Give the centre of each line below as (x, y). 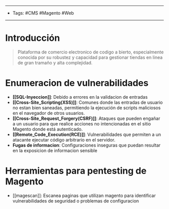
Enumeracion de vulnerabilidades (77, 83)
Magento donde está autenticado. (48, 129)
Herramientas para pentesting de (76, 171)
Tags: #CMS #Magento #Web (43, 13)
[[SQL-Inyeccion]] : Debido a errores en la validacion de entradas (80, 97)
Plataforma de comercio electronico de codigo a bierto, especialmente (91, 52)
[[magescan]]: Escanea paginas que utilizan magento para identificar (84, 195)
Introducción (33, 38)
